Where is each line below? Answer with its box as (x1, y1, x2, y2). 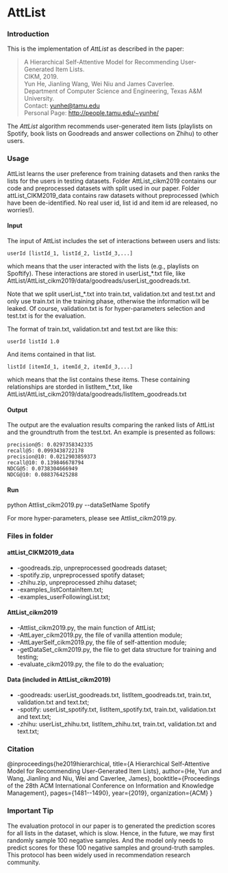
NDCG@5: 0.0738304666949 (7, 466, 78, 472)
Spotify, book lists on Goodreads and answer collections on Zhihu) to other (7, 129, 218, 138)
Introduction (7, 29, 49, 39)
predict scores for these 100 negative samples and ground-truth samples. (7, 844, 215, 852)
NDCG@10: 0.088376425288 (7, 471, 78, 479)
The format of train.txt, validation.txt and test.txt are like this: (7, 325, 178, 333)
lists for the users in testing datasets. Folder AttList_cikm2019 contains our (7, 177, 217, 185)
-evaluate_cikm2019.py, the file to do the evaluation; (16, 659, 164, 668)
